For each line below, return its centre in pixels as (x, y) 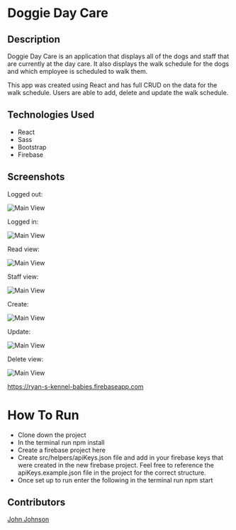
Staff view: (23, 276)
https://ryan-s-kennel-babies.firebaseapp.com (75, 386)
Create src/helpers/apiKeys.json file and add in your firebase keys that (120, 457)
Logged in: (23, 221)
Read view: (24, 249)
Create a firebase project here (62, 450)
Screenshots (36, 177)
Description (34, 39)
